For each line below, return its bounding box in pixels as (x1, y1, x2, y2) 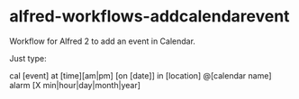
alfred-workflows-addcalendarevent (9, 6, 290, 27)
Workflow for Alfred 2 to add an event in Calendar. (9, 36, 196, 46)
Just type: (9, 53, 47, 63)
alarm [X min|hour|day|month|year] (9, 79, 141, 90)
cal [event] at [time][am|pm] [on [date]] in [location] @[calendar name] (9, 70, 272, 81)
